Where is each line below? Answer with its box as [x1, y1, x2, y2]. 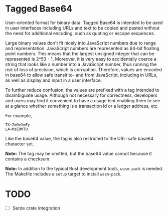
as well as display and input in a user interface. [5, 77, 102, 83]
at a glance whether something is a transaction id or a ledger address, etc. [5, 103, 159, 109]
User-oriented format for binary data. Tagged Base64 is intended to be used [5, 20, 163, 26]
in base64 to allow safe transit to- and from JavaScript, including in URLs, [5, 72, 158, 78]
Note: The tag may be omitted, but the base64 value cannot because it [5, 150, 152, 156]
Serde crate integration [12, 205, 60, 211]
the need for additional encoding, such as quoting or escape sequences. [5, 30, 155, 36]
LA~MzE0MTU [5, 126, 28, 132]
